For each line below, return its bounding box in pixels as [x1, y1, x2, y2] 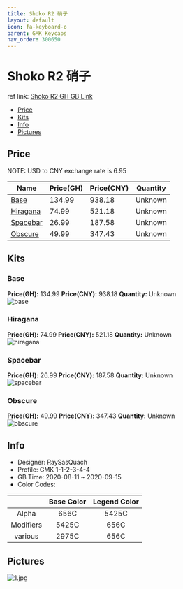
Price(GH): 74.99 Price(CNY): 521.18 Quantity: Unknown [7, 330, 173, 339]
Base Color [48, 497, 87, 507]
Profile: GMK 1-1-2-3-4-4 [17, 465, 90, 474]
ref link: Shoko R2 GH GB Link [7, 92, 93, 101]
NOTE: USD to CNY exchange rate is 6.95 [7, 166, 127, 175]
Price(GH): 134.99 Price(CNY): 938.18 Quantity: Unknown [7, 289, 177, 298]
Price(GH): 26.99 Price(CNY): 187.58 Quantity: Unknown [7, 371, 173, 379]
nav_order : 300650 [7, 36, 61, 43]
